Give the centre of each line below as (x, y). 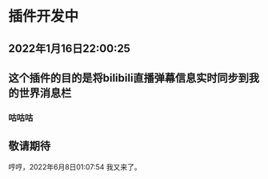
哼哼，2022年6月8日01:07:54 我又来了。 (75, 167)
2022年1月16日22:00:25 (69, 48)
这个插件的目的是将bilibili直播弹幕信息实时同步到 (129, 78)
